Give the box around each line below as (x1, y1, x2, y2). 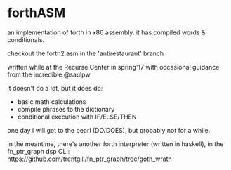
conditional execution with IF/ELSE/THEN (17, 112, 137, 121)
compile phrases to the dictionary (17, 105, 115, 113)
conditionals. (7, 35, 44, 44)
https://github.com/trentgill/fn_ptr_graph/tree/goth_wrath (7, 155, 172, 163)
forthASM (7, 5, 66, 21)
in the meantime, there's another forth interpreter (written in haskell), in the (7, 139, 224, 148)
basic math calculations (17, 97, 86, 106)
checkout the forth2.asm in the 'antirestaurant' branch (7, 49, 164, 58)
